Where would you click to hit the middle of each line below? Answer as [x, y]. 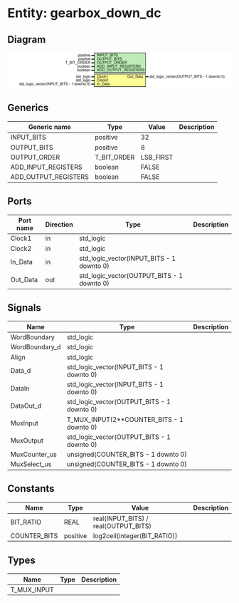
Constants [31, 489]
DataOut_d [26, 406]
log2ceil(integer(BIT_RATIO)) [135, 535]
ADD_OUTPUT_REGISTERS [49, 177]
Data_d [21, 371]
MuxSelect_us [31, 464]
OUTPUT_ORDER [35, 157]
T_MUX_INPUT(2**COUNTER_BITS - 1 [125, 419]
